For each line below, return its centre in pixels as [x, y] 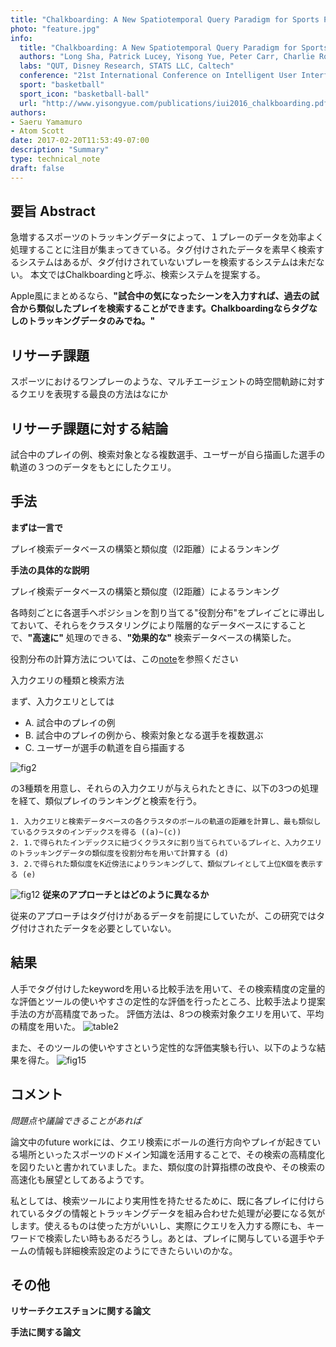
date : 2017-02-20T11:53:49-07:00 [80, 141]
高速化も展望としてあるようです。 [80, 1179]
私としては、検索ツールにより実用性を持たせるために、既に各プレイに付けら [167, 1200]
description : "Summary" [60, 150]
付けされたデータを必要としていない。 [97, 928]
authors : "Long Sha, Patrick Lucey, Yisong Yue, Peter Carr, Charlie [167, 57]
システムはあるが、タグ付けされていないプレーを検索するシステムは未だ [167, 262]
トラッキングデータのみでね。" [91, 321]
